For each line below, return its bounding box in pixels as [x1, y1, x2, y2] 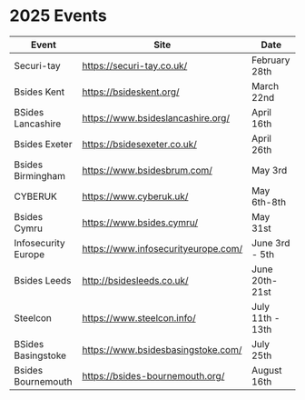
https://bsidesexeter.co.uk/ [81, 137, 198, 150]
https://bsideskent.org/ [81, 85, 180, 98]
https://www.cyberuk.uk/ [81, 190, 189, 203]
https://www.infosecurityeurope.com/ [81, 242, 243, 255]
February [251, 54, 290, 66]
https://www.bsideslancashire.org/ [81, 111, 230, 124]
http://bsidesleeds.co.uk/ [81, 274, 189, 286]
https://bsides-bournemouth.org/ [81, 369, 225, 382]
